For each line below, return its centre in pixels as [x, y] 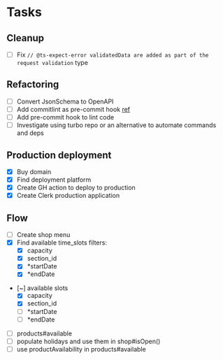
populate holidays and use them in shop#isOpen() [88, 341]
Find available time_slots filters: [62, 243]
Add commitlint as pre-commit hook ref [73, 109]
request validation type [52, 63]
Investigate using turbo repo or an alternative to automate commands [116, 125]
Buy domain [34, 171]
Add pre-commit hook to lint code [65, 117]
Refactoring [33, 85]
